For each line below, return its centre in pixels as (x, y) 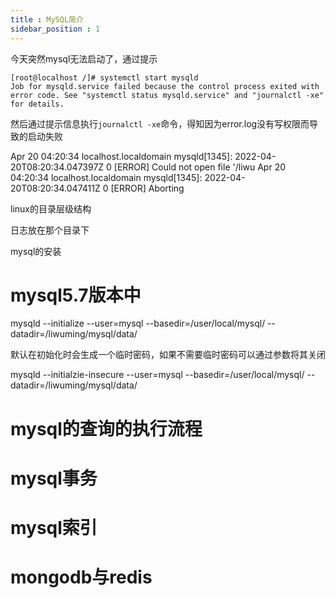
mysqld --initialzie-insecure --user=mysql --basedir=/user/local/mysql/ (157, 375)
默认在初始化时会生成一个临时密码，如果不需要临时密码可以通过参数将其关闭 (168, 355)
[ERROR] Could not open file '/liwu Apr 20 (200, 167)
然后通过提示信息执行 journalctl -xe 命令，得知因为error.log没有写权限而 (160, 123)
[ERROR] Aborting (147, 188)
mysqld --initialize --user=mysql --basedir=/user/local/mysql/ (138, 323)
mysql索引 (54, 528)
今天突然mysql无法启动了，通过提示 (84, 58)
